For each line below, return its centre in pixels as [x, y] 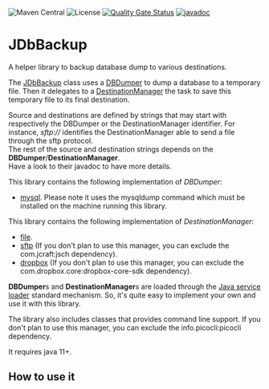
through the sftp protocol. [51, 140]
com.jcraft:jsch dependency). [69, 253]
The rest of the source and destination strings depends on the [111, 149]
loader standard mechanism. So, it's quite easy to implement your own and [132, 295]
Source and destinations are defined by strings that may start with [118, 115]
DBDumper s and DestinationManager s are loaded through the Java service [134, 286]
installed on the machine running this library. [93, 205]
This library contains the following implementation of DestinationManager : [131, 221]
